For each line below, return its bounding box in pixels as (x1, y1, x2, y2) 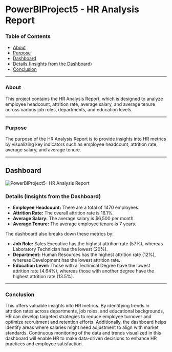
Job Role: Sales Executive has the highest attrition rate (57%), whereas (12, 241, 163, 247)
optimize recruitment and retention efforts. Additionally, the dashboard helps (5, 319, 166, 325)
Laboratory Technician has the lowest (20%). (12, 246, 108, 252)
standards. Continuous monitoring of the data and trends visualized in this (5, 330, 161, 336)
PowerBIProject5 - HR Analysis (5, 4, 140, 15)
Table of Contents (5, 33, 51, 40)
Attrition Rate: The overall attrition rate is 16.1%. (12, 210, 114, 216)
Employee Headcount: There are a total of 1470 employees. (12, 204, 140, 211)
